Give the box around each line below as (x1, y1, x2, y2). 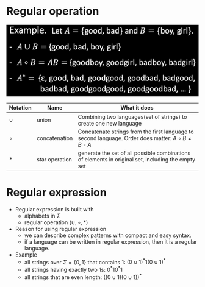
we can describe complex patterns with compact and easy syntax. (24, 232, 192, 239)
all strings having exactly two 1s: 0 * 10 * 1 (24, 265, 123, 273)
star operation (36, 156, 72, 163)
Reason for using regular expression (15, 225, 107, 232)
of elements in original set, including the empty (77, 156, 196, 163)
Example (15, 251, 38, 258)
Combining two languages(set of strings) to (77, 113, 187, 120)
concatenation (36, 134, 73, 141)
